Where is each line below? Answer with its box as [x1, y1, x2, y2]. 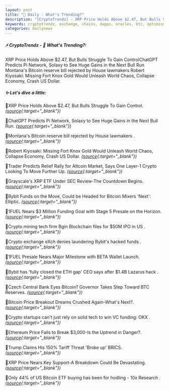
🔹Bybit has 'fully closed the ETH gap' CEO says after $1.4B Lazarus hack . [5, 269, 158, 275]
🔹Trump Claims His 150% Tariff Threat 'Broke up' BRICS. [5, 345, 122, 351]
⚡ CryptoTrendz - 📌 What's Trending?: [5, 42, 87, 48]
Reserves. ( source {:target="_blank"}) [5, 289, 83, 295]
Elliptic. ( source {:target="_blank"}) [5, 199, 77, 205]
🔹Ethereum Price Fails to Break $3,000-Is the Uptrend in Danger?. [5, 330, 142, 336]
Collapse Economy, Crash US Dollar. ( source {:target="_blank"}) [5, 153, 137, 159]
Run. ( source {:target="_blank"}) [5, 123, 71, 129]
